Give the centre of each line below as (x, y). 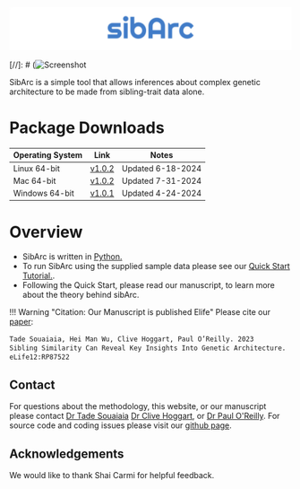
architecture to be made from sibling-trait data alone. (107, 92)
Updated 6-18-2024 (162, 168)
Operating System (48, 155)
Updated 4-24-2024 (162, 193)
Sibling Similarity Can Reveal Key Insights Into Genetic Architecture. (148, 348)
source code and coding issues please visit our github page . (121, 425)
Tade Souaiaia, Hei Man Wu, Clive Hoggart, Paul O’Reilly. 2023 (132, 339)
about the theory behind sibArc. (81, 295)
